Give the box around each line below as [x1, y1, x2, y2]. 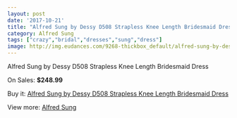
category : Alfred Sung [7, 29, 74, 37]
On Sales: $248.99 [7, 76, 63, 84]
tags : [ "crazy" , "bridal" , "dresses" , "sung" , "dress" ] [7, 37, 162, 44]
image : [7, 43, 27, 50]
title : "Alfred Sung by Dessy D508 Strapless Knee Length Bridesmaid [7, 23, 217, 30]
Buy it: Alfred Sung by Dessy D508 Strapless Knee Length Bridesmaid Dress [7, 89, 229, 98]
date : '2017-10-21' [7, 17, 65, 24]
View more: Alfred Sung [7, 103, 77, 111]
